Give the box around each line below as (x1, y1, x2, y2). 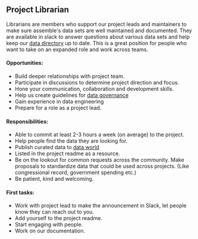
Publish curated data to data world (14, 144, 100, 151)
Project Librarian (6, 5, 70, 15)
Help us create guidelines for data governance (14, 92, 129, 99)
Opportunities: (6, 59, 43, 67)
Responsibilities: (6, 118, 49, 125)
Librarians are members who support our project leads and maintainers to (6, 20, 187, 27)
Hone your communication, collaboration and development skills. (14, 86, 174, 93)
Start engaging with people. (14, 221, 83, 228)
